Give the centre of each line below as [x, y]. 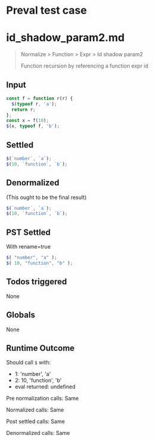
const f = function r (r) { [40, 98]
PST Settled [29, 232]
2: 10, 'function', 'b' [38, 381]
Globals [21, 315]
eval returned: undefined [45, 387]
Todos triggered [37, 282]
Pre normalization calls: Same [43, 399]
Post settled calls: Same [36, 421]
